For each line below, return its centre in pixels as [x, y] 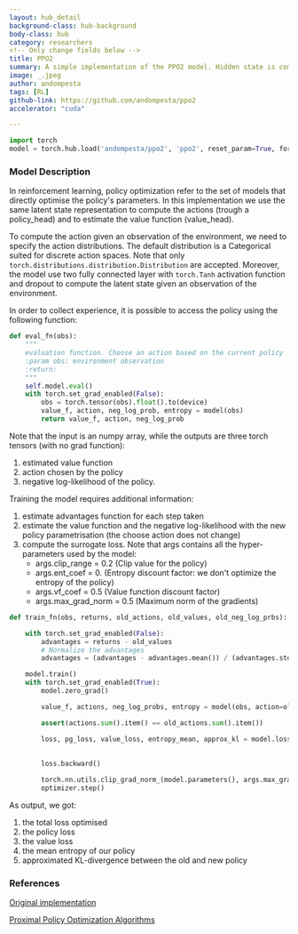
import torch [33, 141]
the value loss [47, 841]
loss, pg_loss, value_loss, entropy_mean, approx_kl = [145, 739]
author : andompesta [45, 84]
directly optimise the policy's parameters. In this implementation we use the [147, 200]
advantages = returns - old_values [107, 641]
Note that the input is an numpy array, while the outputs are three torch [139, 436]
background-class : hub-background [73, 26]
